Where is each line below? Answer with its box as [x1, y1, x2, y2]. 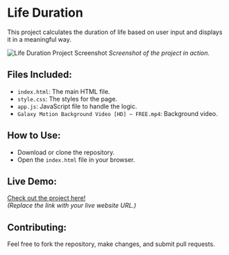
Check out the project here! [7, 194, 86, 202]
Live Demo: [7, 175, 57, 187]
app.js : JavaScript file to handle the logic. [17, 102, 137, 110]
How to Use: [7, 130, 61, 142]
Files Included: [7, 69, 73, 81]
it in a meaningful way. [7, 35, 71, 43]
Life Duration [7, 5, 83, 21]
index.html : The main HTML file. [17, 87, 110, 95]
